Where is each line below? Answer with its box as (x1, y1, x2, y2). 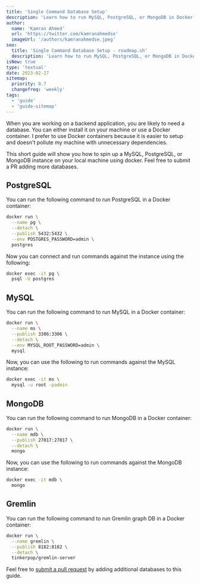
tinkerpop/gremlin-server (11, 555, 76, 561)
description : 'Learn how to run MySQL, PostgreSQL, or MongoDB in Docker (6, 14, 193, 20)
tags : (6, 92, 20, 98)
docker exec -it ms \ (6, 376, 60, 382)
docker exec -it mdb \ (6, 477, 62, 483)
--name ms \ (11, 326, 42, 332)
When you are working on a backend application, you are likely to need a (6, 120, 185, 127)
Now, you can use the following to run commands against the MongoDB (6, 459, 182, 466)
